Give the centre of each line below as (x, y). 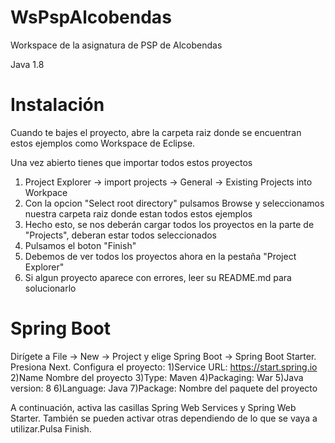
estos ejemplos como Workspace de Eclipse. (103, 143)
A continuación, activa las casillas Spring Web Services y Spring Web (153, 407)
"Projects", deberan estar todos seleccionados (121, 235)
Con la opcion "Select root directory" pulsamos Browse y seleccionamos (174, 203)
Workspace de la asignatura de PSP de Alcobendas (116, 45)
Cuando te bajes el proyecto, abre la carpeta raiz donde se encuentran (156, 132)
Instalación (57, 105)
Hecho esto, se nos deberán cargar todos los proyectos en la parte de (169, 224)
